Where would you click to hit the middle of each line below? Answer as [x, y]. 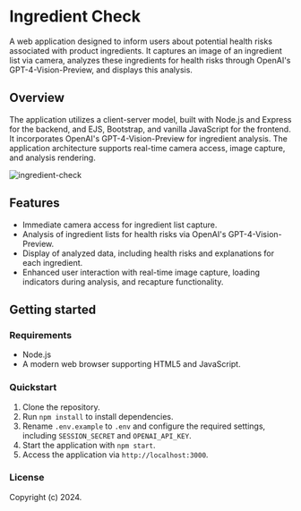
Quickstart [33, 388]
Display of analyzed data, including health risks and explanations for [148, 253]
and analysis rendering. [52, 158]
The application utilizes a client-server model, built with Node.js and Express [151, 119]
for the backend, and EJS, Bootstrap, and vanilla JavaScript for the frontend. [150, 129]
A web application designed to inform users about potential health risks [141, 41]
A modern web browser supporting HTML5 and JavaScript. [131, 364]
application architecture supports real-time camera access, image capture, [147, 148]
